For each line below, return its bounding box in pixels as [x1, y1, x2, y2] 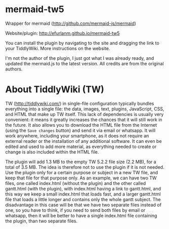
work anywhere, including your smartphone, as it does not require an [5, 133, 149, 139]
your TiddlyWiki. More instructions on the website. [5, 45, 110, 51]
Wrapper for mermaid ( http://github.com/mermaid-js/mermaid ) [5, 20, 137, 26]
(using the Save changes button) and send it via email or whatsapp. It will [5, 127, 156, 133]
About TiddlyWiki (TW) [5, 84, 105, 95]
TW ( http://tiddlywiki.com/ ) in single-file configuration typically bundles [5, 100, 154, 106]
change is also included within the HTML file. [5, 148, 99, 155]
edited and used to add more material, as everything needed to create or [5, 143, 157, 149]
